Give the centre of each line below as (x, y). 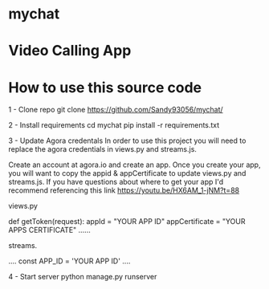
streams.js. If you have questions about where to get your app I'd (116, 182)
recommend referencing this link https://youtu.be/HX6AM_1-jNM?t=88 (124, 190)
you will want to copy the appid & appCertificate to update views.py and (127, 173)
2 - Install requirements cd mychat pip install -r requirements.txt (114, 125)
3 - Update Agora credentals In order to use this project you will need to (127, 140)
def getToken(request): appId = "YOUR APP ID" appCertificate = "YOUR (127, 222)
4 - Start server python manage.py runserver (83, 277)
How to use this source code (105, 87)
